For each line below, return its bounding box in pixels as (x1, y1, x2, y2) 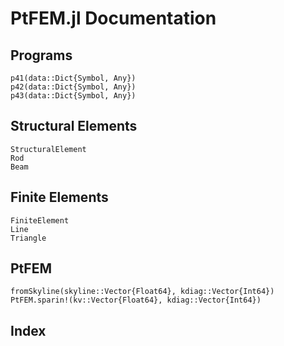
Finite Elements (10, 189, 109, 206)
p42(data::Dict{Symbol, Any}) (10, 82, 137, 92)
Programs (10, 47, 73, 64)
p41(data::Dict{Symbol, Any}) (10, 73, 137, 83)
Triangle (10, 233, 47, 243)
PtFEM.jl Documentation (10, 7, 217, 30)
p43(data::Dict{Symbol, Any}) (10, 91, 137, 101)
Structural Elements (10, 118, 138, 135)
